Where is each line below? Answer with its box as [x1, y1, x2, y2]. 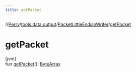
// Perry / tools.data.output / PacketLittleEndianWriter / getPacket [5, 21, 131, 27]
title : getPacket [5, 7, 42, 13]
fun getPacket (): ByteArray [5, 61, 61, 67]
